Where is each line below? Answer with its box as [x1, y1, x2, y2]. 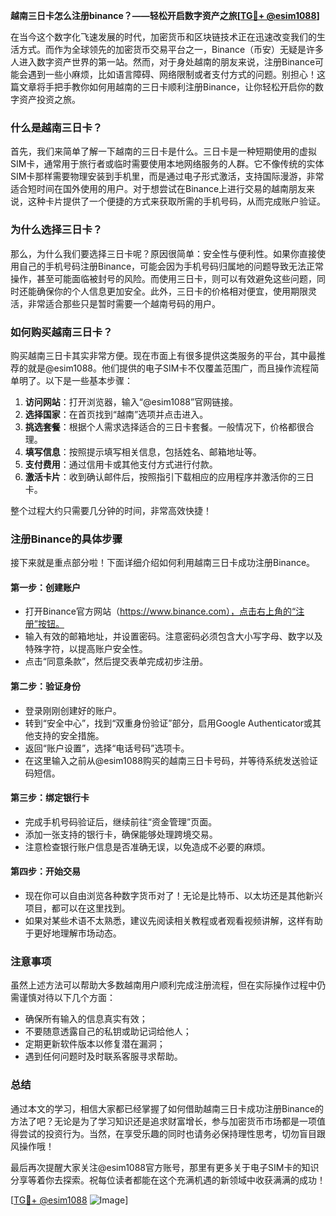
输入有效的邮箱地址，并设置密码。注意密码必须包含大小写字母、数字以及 [24, 630, 323, 643]
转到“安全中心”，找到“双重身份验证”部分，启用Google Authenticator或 [24, 717, 313, 729]
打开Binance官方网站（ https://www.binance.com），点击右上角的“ [24, 605, 297, 618]
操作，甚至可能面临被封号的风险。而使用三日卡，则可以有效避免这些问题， [10, 272, 317, 284]
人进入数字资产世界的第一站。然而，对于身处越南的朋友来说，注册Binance [10, 56, 316, 68]
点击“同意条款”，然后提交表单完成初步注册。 [24, 655, 209, 668]
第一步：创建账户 [10, 581, 81, 593]
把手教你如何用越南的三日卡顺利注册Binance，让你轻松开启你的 [53, 81, 316, 93]
